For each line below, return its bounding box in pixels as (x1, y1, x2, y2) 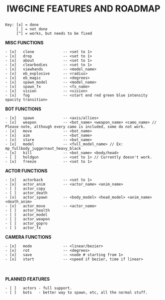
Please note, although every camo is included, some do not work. (5, 124, 146, 129)
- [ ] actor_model (5, 212, 48, 217)
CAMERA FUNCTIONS (5, 234, 52, 240)
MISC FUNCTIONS (5, 40, 44, 46)
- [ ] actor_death (5, 191, 48, 196)
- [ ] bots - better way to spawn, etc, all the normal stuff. (5, 290, 148, 295)
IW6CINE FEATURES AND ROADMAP (6, 3, 161, 14)
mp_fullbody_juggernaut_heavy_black (5, 146, 81, 151)
